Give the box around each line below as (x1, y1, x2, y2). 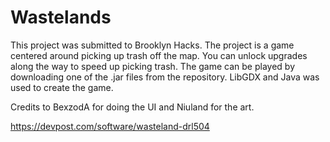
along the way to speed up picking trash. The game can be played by (10, 60, 296, 72)
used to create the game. (10, 81, 114, 93)
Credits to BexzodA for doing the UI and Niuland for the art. (10, 101, 255, 113)
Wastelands (10, 6, 112, 29)
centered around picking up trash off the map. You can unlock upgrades (10, 49, 308, 61)
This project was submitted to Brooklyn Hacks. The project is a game (10, 39, 295, 51)
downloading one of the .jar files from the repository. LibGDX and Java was (10, 71, 320, 83)
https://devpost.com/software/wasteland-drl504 (10, 120, 210, 132)
